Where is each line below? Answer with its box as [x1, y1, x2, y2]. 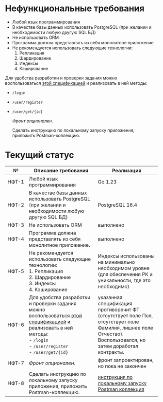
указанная [98, 294, 123, 301]
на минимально [98, 258, 135, 265]
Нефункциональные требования [5, 3, 145, 14]
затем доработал [98, 343, 139, 349]
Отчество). [98, 330, 124, 337]
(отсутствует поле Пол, [98, 312, 153, 319]
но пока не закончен [98, 363, 147, 369]
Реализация [112, 167, 142, 174]
